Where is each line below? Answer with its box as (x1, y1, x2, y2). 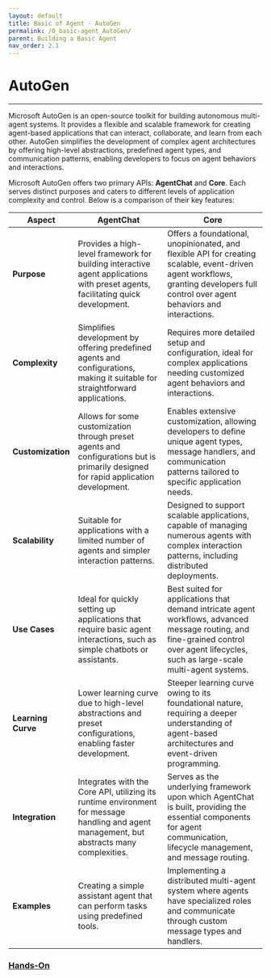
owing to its (166, 687, 211, 699)
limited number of (77, 535, 145, 546)
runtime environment (77, 796, 157, 808)
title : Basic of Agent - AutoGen (8, 19, 121, 27)
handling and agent (77, 816, 152, 828)
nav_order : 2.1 (8, 42, 60, 50)
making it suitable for (77, 372, 158, 384)
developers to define (166, 426, 246, 437)
